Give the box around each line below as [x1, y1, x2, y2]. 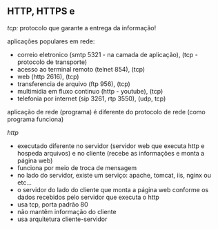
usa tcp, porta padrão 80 [17, 200, 88, 209]
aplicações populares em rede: [7, 37, 95, 45]
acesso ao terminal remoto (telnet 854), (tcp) [17, 65, 146, 73]
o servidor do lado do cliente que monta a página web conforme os [17, 185, 209, 194]
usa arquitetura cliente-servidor [17, 215, 108, 223]
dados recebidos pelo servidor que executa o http [17, 193, 160, 201]
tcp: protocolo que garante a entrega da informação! [7, 23, 157, 32]
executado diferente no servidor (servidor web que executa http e [17, 141, 205, 150]
